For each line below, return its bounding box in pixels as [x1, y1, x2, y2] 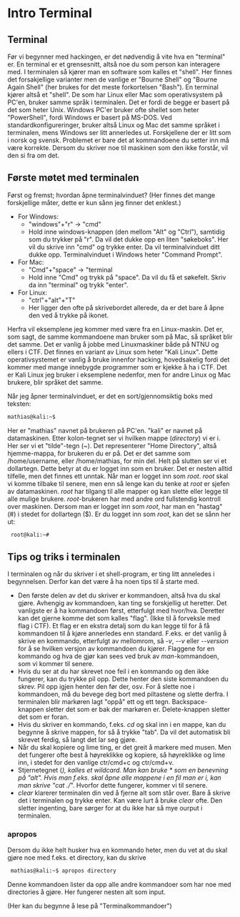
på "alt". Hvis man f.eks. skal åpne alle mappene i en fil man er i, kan [17, 773, 221, 782]
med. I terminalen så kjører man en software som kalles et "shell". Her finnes [7, 68, 233, 76]
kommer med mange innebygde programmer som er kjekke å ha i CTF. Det [7, 362, 227, 371]
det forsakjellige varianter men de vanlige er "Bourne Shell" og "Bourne [7, 75, 218, 84]
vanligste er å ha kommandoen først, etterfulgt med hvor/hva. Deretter [17, 606, 225, 615]
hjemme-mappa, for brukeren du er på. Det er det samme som [7, 449, 191, 457]
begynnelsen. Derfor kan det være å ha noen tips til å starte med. [7, 578, 199, 586]
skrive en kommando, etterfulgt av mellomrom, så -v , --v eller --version [17, 637, 229, 645]
